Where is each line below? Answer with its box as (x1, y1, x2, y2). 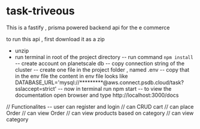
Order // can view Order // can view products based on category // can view (6, 109, 194, 116)
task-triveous (6, 4, 75, 18)
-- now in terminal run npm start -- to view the (57, 85, 172, 92)
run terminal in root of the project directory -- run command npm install (14, 53, 193, 60)
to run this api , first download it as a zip (6, 35, 105, 42)
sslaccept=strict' (14, 85, 57, 92)
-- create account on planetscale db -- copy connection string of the (14, 60, 185, 67)
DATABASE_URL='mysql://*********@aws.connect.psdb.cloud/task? (14, 79, 184, 86)
